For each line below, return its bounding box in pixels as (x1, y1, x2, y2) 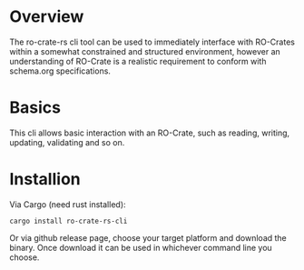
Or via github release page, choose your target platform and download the (9, 232, 288, 243)
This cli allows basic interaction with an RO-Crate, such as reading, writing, (9, 127, 290, 138)
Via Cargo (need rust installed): (9, 198, 126, 210)
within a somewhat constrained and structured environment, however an (9, 45, 281, 56)
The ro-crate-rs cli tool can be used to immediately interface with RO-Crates (9, 36, 295, 47)
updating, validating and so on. (9, 136, 125, 147)
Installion (9, 169, 81, 190)
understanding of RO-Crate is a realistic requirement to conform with (9, 55, 267, 66)
